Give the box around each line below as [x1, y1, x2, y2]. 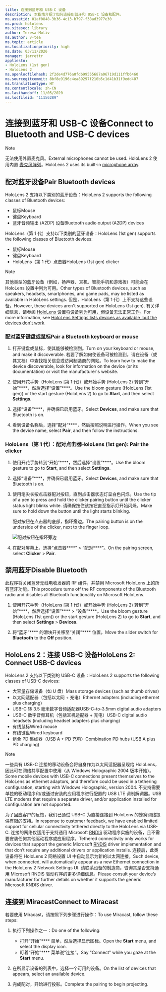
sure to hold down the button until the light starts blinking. [12, 508, 130, 514]
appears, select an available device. [12, 971, 86, 977]
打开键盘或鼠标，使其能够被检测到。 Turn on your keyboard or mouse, [12, 346, 155, 352]
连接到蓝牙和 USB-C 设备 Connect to [5, 118, 154, 129]
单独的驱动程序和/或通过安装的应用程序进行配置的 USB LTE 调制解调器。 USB [5, 790, 162, 797]
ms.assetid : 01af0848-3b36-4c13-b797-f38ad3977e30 [5, 16, 112, 21]
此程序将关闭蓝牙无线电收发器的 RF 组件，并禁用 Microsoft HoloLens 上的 [5, 580, 155, 586]
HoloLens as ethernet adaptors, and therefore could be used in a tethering [5, 779, 157, 784]
